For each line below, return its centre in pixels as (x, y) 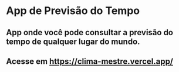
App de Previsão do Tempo (73, 11)
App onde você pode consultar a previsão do (89, 32)
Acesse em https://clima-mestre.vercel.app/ (90, 61)
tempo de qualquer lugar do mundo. (73, 41)
